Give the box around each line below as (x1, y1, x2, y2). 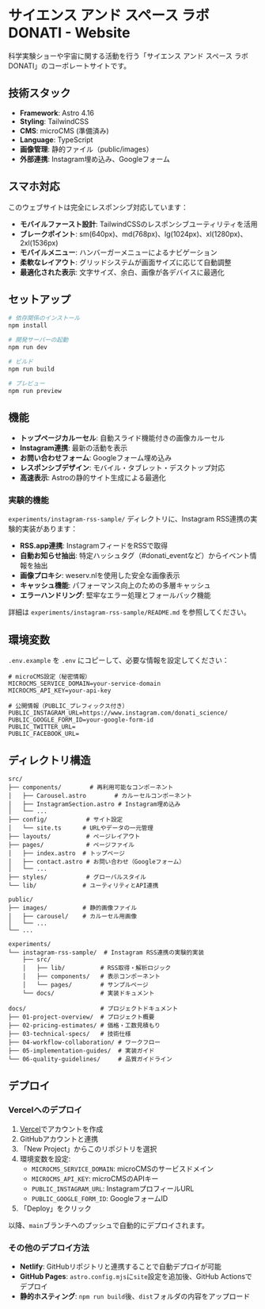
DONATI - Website (8, 24, 131, 42)
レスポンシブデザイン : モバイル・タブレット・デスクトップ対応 (19, 463, 225, 472)
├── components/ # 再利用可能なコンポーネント (8, 783, 174, 791)
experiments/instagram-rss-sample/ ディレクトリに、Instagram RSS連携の (8, 514, 251, 524)
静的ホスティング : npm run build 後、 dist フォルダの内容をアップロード (19, 1292, 251, 1301)
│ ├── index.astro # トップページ (8, 849, 125, 857)
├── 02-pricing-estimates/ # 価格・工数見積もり (8, 1022, 161, 1030)
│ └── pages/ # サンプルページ (22, 981, 149, 989)
